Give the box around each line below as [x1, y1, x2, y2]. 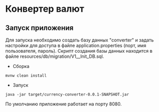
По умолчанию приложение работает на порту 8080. [5, 101, 122, 107]
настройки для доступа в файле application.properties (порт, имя [5, 42, 147, 49]
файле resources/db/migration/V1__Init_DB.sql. [5, 53, 104, 59]
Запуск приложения [5, 24, 74, 32]
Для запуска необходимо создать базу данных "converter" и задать [5, 37, 154, 43]
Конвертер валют [5, 3, 84, 15]
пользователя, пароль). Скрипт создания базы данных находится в [5, 48, 152, 54]
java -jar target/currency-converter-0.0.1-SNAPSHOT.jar [5, 92, 129, 97]
